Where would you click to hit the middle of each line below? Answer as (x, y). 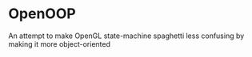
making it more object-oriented (59, 44)
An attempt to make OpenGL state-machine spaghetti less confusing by (126, 36)
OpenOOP (42, 14)
